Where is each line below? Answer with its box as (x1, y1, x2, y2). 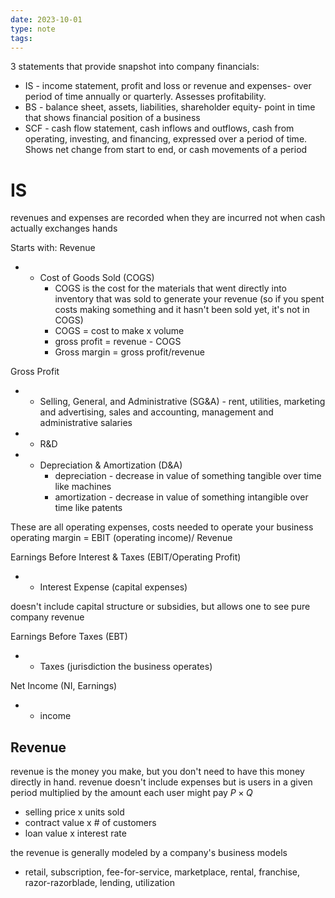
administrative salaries (39, 417, 133, 429)
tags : (10, 33, 33, 43)
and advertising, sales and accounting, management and (39, 406, 274, 418)
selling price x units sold (24, 806, 125, 818)
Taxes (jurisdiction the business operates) (39, 661, 213, 673)
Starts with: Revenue (10, 242, 96, 254)
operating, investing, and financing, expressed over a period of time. (24, 133, 308, 145)
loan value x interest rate (24, 827, 127, 840)
